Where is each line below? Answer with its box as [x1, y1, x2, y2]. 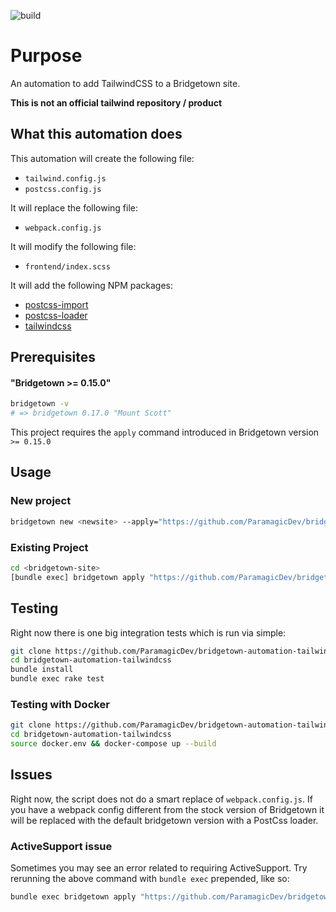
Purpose [10, 45, 83, 67]
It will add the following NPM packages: [10, 279, 174, 291]
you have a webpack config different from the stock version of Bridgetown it [10, 803, 325, 815]
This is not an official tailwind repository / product [10, 96, 223, 109]
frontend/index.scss [24, 261, 111, 272]
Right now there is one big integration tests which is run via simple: [10, 626, 287, 639]
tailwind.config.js [24, 173, 107, 184]
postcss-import [24, 298, 89, 310]
